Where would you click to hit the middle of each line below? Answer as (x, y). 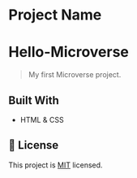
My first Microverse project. (75, 75)
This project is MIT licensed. (56, 165)
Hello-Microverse (69, 52)
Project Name (55, 15)
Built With (34, 100)
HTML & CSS (42, 119)
